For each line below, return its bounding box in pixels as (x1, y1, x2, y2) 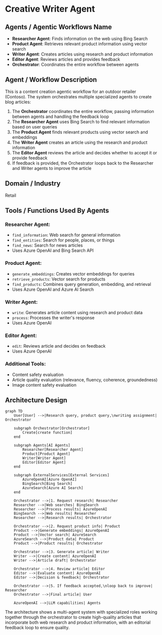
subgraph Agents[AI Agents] (14, 443, 70, 448)
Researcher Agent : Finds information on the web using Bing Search (12, 36, 148, 41)
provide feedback (12, 155, 48, 161)
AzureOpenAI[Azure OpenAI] (22, 477, 77, 482)
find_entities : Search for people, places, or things (12, 237, 115, 243)
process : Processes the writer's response (12, 315, 95, 320)
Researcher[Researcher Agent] (22, 447, 83, 452)
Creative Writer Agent (5, 3, 96, 15)
